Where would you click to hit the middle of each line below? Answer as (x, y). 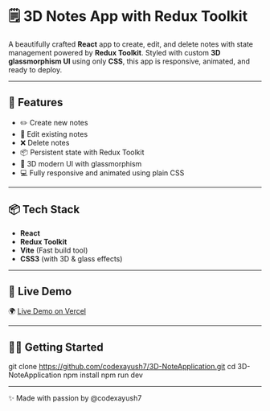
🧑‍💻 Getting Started (56, 347)
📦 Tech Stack (44, 210)
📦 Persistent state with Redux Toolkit (82, 152)
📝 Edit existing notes (54, 134)
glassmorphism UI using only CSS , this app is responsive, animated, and (129, 61)
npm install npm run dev (103, 375)
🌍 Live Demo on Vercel (47, 311)
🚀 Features (36, 103)
